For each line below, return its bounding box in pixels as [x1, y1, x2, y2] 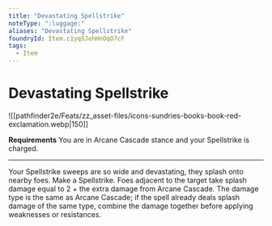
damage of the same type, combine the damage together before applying [8, 201, 253, 211]
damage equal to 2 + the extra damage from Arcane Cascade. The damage [8, 183, 259, 194]
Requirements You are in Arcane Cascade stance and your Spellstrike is [8, 135, 249, 144]
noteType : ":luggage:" [8, 19, 85, 27]
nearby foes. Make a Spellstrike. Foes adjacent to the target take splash [8, 175, 247, 185]
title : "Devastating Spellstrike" [8, 11, 125, 20]
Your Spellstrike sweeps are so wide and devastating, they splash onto [8, 166, 244, 176]
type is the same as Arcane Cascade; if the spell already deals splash [8, 192, 240, 202]
